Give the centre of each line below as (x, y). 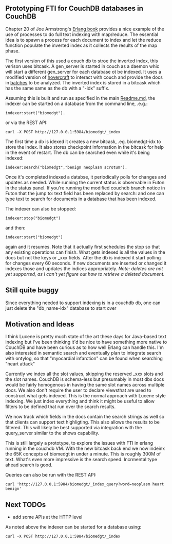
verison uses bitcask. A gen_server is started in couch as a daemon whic (82, 66)
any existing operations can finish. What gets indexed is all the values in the (85, 252)
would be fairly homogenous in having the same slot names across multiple (85, 385)
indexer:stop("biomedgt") (33, 218)
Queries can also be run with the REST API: (51, 475)
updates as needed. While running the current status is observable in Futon (85, 182)
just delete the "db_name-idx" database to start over (61, 308)
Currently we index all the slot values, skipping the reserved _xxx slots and (84, 374)
